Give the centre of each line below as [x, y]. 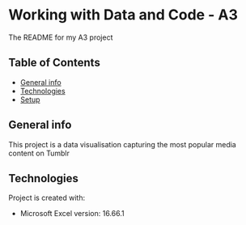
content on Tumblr [39, 153]
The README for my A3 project [61, 37]
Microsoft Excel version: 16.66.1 [72, 214]
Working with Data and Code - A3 [123, 15]
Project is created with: [47, 198]
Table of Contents [55, 63]
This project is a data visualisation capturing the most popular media [122, 144]
